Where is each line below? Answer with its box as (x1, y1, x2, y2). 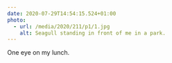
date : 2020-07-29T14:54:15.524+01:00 (7, 10, 117, 17)
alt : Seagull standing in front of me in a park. (19, 29, 166, 37)
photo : (7, 17, 26, 24)
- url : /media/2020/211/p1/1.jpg (13, 23, 110, 30)
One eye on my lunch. (7, 48, 70, 57)
